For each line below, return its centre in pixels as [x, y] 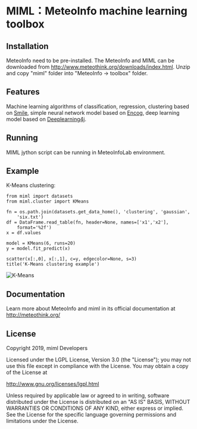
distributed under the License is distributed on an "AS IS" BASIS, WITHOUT [98, 402]
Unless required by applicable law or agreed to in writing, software [88, 396]
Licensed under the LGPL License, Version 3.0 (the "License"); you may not [99, 360]
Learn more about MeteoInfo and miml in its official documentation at [91, 309]
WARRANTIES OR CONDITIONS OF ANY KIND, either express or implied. [95, 408]
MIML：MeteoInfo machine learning [97, 11]
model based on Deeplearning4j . [46, 119]
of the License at [27, 372]
